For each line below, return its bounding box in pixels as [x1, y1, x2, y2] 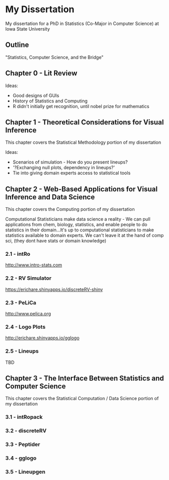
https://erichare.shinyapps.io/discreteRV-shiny [5, 286, 103, 292]
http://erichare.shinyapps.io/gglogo [5, 335, 80, 341]
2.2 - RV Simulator [5, 275, 52, 282]
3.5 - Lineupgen [5, 468, 46, 475]
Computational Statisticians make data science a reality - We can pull [5, 216, 151, 222]
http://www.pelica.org [5, 311, 51, 317]
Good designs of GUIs [12, 92, 60, 98]
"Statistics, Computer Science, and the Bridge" [5, 54, 104, 60]
